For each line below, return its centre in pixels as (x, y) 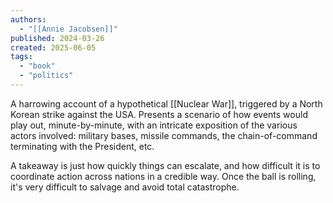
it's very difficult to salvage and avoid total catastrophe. (125, 187)
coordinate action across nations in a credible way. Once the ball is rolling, (163, 176)
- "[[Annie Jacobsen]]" (68, 29)
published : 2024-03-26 (57, 38)
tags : (21, 57)
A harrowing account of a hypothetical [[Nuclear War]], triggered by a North (166, 103)
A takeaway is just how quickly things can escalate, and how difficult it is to (165, 165)
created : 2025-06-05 (53, 47)
